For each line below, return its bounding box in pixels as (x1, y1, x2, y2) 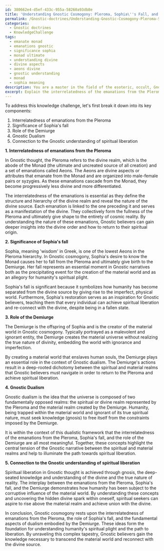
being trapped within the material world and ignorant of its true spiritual (5, 410, 148, 416)
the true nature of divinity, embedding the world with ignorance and (5, 340, 141, 345)
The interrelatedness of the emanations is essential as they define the (5, 193, 145, 199)
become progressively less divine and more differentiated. (5, 184, 122, 189)
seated (5, 474, 19, 481)
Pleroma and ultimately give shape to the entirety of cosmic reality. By (5, 214, 146, 220)
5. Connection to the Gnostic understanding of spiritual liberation (5, 460, 140, 466)
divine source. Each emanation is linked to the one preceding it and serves (5, 203, 155, 209)
